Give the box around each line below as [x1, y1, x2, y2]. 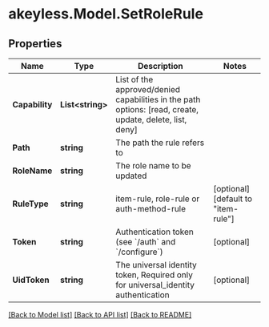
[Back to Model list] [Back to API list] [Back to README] [8, 310, 192, 319]
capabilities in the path [115, 94, 201, 105]
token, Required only [115, 269, 194, 281]
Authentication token [115, 226, 195, 237]
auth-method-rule [115, 204, 187, 214]
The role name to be [115, 160, 191, 171]
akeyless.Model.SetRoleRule [8, 5, 204, 23]
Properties [8, 37, 62, 50]
